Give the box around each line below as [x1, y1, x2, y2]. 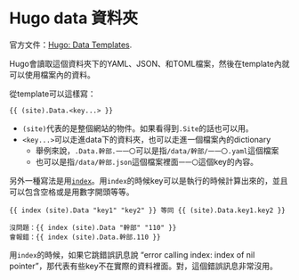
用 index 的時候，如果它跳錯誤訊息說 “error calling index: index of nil [9, 249, 255, 259]
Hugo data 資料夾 [9, 8, 139, 29]
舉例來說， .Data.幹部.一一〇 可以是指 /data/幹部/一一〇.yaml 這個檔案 [35, 144, 279, 156]
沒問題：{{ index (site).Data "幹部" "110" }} [9, 223, 177, 232]
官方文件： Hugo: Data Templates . [9, 39, 133, 50]
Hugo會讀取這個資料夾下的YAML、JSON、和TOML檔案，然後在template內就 [9, 58, 290, 69]
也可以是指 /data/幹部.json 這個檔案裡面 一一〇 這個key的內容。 [35, 156, 258, 167]
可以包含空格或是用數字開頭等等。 [9, 186, 134, 197]
